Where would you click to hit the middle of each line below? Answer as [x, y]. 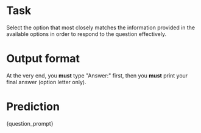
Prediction [33, 107]
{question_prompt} [30, 123]
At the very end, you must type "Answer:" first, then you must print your [97, 75]
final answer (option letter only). [46, 82]
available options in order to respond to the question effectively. [86, 34]
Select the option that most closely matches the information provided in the [101, 27]
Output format [43, 59]
